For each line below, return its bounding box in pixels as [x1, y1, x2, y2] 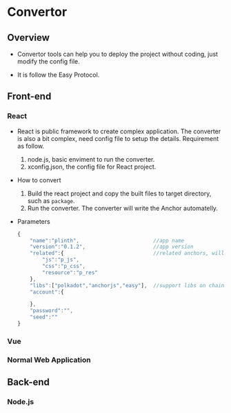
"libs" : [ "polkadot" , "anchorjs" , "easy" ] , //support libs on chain [30, 282, 225, 289]
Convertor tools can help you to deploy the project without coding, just [17, 50, 219, 58]
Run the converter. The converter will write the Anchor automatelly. [27, 204, 219, 212]
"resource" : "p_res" [42, 269, 98, 276]
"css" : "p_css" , [42, 263, 86, 270]
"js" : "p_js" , [42, 256, 80, 263]
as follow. [17, 142, 45, 150]
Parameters [17, 217, 50, 225]
